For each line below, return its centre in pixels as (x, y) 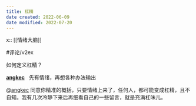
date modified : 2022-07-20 (39, 22)
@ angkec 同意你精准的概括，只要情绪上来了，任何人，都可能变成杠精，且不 (98, 90)
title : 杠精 (20, 11)
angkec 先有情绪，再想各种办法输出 (51, 78)
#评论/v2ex (20, 52)
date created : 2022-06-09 (38, 17)
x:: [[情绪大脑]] (24, 40)
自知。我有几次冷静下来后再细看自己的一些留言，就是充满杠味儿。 (86, 97)
